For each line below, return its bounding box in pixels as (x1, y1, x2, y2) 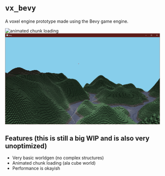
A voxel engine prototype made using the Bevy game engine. (5, 18, 129, 24)
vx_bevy (5, 3, 36, 13)
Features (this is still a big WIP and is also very (5, 134, 150, 142)
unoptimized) (5, 141, 48, 150)
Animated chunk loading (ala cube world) (12, 160, 96, 166)
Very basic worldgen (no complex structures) (12, 155, 104, 161)
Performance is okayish (12, 165, 60, 172)
